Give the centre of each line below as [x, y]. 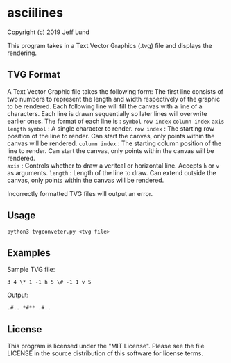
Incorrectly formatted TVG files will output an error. [80, 193]
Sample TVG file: [31, 270]
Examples [29, 253]
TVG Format [34, 75]
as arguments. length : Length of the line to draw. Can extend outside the [112, 172]
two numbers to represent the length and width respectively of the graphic [114, 99]
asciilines [35, 13]
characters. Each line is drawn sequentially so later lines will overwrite [107, 113]
